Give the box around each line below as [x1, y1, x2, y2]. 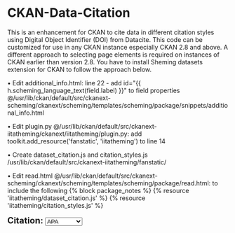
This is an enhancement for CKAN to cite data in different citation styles [7, 28, 215, 36]
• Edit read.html [7, 171, 53, 180]
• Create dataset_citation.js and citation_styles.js [7, 150, 149, 159]
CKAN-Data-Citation [7, 5, 130, 21]
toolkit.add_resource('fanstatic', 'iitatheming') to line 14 [7, 136, 166, 145]
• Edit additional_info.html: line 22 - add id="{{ [7, 78, 142, 87]
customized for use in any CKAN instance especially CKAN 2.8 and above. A [7, 43, 228, 51]
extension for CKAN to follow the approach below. [7, 65, 152, 73]
